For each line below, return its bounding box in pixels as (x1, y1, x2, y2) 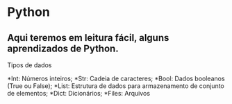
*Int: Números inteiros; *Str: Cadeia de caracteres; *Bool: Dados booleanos (7, 74, 225, 83)
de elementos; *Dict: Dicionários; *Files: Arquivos (7, 89, 151, 97)
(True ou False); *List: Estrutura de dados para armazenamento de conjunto (7, 82, 224, 90)
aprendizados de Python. (7, 42, 119, 54)
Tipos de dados (7, 61, 52, 69)
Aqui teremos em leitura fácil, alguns (7, 32, 169, 44)
